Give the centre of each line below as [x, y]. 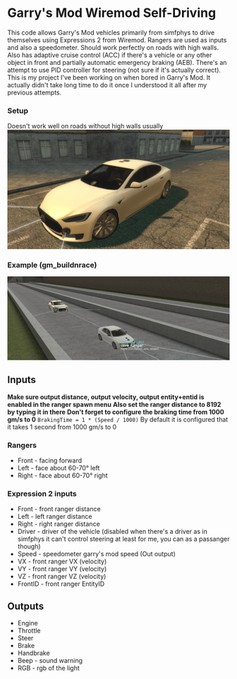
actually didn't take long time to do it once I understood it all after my [107, 85]
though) [29, 546]
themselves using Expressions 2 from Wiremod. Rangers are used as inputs [117, 39]
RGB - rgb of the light [48, 668]
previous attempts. [35, 92]
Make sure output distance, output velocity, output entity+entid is [106, 397]
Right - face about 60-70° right [62, 476]
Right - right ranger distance [59, 524]
